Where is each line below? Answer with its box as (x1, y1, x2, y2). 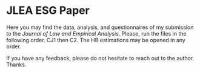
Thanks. (6, 61, 27, 68)
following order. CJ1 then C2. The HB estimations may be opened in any (6, 36, 186, 43)
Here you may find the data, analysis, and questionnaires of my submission (6, 24, 194, 31)
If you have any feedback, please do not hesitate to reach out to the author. (6, 54, 195, 62)
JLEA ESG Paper (6, 4, 90, 17)
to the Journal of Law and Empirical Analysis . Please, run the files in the (6, 30, 187, 37)
